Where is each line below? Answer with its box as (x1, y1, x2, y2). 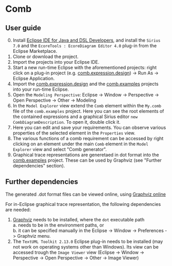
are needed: (5, 206, 31, 213)
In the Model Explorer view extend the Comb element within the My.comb (12, 103, 162, 108)
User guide (5, 24, 41, 32)
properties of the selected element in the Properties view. (12, 130, 136, 136)
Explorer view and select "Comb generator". (12, 146, 107, 152)
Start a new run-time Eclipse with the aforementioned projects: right (12, 65, 157, 70)
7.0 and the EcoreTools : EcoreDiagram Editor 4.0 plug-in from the (12, 43, 157, 49)
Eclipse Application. (12, 75, 55, 81)
